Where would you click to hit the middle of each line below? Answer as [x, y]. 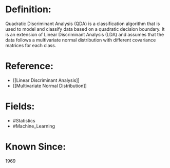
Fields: [20, 107]
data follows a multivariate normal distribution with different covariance [81, 40]
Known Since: [36, 146]
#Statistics [24, 120]
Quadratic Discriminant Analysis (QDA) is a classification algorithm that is [83, 24]
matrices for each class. [31, 45]
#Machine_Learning [34, 126]
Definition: [28, 9]
